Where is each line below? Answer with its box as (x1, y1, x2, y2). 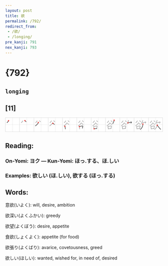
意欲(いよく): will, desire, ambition (5, 201, 75, 207)
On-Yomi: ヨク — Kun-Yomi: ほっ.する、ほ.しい (5, 157, 119, 164)
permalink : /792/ (5, 18, 41, 23)
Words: (5, 188, 28, 196)
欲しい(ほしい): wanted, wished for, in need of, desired (5, 255, 117, 261)
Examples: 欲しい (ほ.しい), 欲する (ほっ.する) (5, 172, 115, 179)
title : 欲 (5, 13, 25, 18)
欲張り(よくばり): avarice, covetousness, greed (5, 244, 102, 250)
